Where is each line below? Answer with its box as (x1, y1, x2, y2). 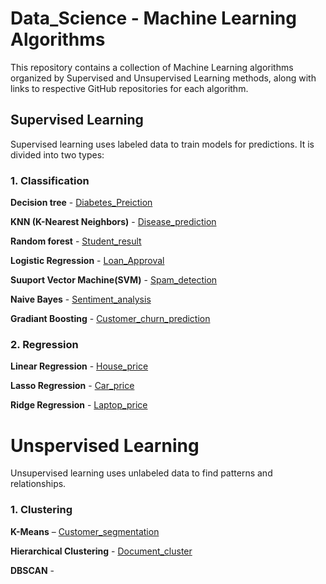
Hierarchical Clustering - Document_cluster (10, 545, 193, 557)
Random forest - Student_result (10, 235, 142, 247)
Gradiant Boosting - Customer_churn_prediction (10, 313, 211, 325)
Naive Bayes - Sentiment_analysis (10, 293, 152, 306)
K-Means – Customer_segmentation (10, 525, 160, 537)
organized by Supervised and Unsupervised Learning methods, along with (10, 72, 317, 84)
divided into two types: (10, 148, 105, 161)
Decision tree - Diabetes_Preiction (10, 197, 153, 209)
